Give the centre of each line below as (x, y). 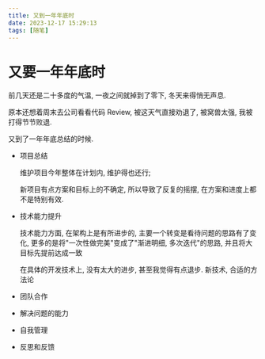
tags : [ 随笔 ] (28, 30)
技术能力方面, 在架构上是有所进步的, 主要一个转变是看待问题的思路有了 (134, 233)
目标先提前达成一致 (51, 253)
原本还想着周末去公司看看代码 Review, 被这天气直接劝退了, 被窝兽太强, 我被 (131, 113)
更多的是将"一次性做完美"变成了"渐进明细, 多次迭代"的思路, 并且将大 (142, 243)
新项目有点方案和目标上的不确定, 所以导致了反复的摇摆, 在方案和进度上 (134, 189)
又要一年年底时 (57, 72)
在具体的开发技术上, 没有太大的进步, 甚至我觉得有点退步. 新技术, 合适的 (135, 269)
